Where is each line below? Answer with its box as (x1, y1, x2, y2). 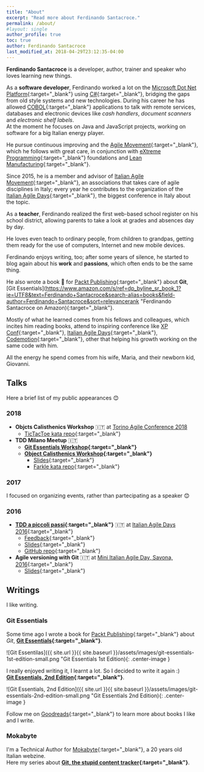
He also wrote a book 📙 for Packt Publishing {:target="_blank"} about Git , (6, 278, 189, 285)
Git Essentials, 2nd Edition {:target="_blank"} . (6, 673, 125, 681)
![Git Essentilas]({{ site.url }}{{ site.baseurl (6, 649, 112, 656)
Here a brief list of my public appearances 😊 (6, 394, 119, 401)
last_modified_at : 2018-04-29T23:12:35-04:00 (6, 49, 124, 55)
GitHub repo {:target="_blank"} (24, 547, 101, 555)
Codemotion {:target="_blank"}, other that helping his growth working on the (6, 335, 197, 343)
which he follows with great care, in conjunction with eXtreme (6, 147, 161, 155)
